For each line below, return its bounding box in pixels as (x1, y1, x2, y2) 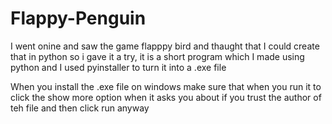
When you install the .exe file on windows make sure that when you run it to (10, 80, 322, 92)
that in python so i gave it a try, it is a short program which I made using (10, 50, 305, 62)
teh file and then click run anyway (10, 102, 150, 114)
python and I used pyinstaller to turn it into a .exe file (10, 61, 227, 73)
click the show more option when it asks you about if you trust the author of (10, 91, 322, 103)
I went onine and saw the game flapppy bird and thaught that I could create (10, 40, 320, 52)
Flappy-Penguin (10, 7, 147, 30)
